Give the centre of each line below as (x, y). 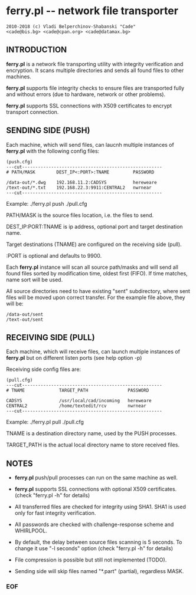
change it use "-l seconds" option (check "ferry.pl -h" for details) (94, 548)
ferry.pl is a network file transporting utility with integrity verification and (95, 64)
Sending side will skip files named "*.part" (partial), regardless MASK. (99, 571)
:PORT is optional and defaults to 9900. (54, 255)
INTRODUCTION (37, 50)
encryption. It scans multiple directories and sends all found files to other (95, 70)
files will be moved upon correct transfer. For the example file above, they (96, 297)
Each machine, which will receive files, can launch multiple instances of (93, 351)
